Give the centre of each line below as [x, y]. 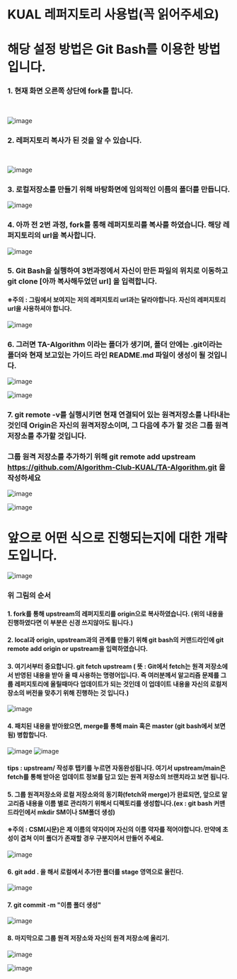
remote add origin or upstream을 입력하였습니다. [78, 649]
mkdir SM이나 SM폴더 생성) [76, 812]
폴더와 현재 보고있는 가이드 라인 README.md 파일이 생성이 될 [106, 355]
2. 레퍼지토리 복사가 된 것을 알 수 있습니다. [75, 140]
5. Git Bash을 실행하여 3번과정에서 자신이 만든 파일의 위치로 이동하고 [118, 271]
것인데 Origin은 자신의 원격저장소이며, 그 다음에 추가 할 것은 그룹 [110, 425]
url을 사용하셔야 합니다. [40, 309]
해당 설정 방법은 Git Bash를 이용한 [101, 49]
